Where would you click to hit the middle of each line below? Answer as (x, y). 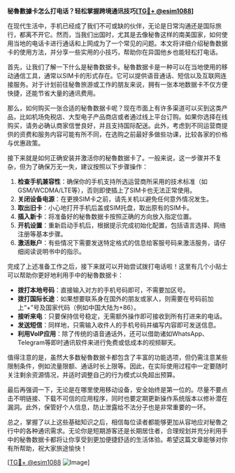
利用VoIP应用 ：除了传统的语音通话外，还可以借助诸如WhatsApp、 (113, 334)
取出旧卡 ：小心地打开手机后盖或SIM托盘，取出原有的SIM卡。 (105, 208)
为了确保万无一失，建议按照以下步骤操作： (87, 167)
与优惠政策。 (26, 143)
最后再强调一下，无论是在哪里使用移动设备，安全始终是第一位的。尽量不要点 (117, 390)
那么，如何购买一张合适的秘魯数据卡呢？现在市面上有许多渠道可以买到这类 (114, 108)
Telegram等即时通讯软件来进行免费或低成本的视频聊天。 (98, 343)
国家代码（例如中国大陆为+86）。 (92, 308)
